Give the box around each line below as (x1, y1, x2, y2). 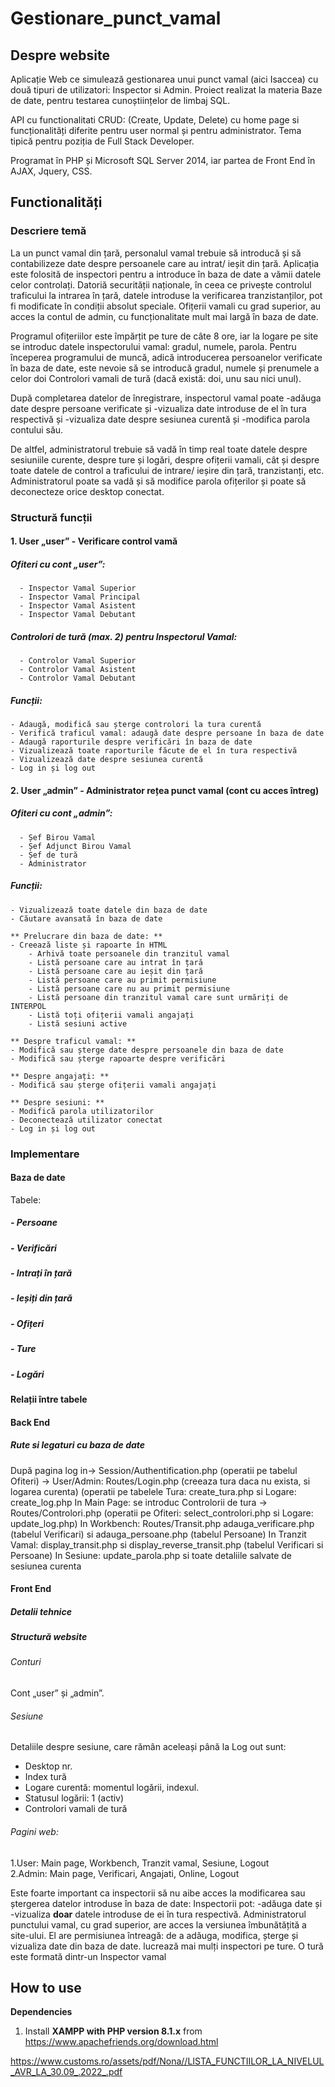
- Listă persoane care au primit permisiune (28, 975, 217, 985)
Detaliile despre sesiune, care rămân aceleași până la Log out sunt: (10, 1741, 287, 1753)
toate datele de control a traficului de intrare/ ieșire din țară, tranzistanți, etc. (10, 464, 325, 476)
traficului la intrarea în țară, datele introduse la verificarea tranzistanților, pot (10, 289, 323, 301)
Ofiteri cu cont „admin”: (10, 807, 113, 819)
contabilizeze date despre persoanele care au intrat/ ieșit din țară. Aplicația (10, 257, 320, 269)
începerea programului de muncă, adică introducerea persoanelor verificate (10, 351, 323, 363)
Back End (10, 1416, 51, 1428)
